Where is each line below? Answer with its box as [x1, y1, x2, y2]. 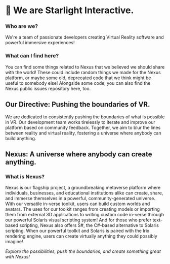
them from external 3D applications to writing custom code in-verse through [5, 212, 164, 218]
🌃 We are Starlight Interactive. [5, 5, 134, 16]
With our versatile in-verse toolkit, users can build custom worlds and [5, 201, 150, 207]
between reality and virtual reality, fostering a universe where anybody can [5, 129, 161, 136]
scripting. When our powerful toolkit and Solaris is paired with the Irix [5, 228, 150, 234]
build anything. [5, 135, 36, 141]
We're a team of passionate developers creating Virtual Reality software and [5, 34, 164, 40]
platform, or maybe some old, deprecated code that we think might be [5, 75, 151, 81]
